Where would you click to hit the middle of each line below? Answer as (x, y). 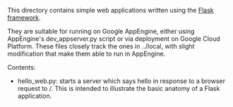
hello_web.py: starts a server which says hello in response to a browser (121, 81)
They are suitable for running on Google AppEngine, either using (101, 31)
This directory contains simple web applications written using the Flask (110, 10)
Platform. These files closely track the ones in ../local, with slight (101, 46)
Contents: (22, 67)
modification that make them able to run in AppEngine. (86, 53)
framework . (24, 18)
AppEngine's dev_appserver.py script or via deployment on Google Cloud (114, 39)
